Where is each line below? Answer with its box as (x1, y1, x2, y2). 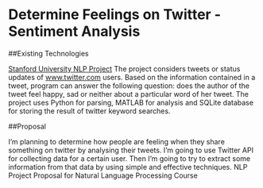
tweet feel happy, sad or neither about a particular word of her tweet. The (8, 89, 249, 98)
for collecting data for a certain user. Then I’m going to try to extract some (8, 153, 251, 163)
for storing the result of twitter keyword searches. (8, 106, 171, 116)
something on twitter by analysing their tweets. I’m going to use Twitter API (8, 145, 254, 155)
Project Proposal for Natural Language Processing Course (8, 171, 199, 180)
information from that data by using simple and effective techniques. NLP (8, 162, 248, 171)
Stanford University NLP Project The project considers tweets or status (8, 63, 241, 73)
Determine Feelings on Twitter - (8, 6, 221, 24)
